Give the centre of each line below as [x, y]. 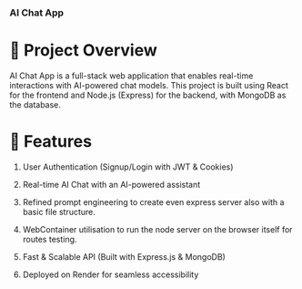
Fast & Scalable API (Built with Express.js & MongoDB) [124, 256]
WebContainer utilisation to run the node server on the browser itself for [157, 229]
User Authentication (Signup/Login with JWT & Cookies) [128, 167]
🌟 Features [51, 142]
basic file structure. [59, 212]
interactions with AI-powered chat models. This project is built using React [149, 85]
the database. [35, 104]
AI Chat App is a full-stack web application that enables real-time [131, 76]
